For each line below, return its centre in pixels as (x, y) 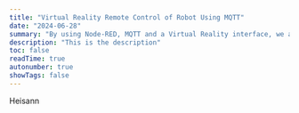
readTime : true (37, 59)
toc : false (29, 51)
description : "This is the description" (85, 42)
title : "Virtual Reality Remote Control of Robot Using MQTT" (127, 17)
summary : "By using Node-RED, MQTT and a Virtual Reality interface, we (147, 34)
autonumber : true (41, 68)
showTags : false (39, 76)
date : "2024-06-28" (45, 26)
